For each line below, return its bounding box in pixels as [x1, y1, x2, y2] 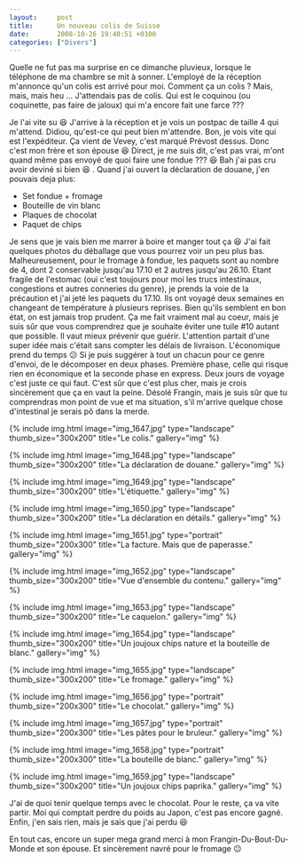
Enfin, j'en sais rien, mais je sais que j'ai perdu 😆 [9, 817, 188, 827]
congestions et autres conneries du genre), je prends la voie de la [9, 283, 250, 294]
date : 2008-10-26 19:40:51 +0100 [9, 29, 157, 38]
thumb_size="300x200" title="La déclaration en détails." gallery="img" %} [9, 512, 282, 524]
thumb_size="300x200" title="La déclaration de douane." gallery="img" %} [9, 459, 285, 471]
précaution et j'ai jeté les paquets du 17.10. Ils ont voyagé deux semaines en [9, 293, 285, 304]
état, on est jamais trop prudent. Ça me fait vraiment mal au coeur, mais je [9, 312, 279, 322]
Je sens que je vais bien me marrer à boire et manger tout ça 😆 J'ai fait [9, 236, 271, 247]
